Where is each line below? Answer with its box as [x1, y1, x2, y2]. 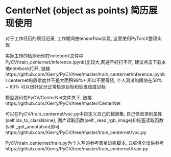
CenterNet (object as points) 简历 [5, 5, 149, 16]
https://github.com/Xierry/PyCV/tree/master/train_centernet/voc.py [5, 129, 146, 136]
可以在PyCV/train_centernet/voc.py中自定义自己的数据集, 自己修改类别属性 [5, 110, 162, 117]
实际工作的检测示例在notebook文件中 [5, 52, 84, 59]
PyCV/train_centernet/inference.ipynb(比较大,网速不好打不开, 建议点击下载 [5, 59, 162, 65]
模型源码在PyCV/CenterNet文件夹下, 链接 [5, 94, 92, 100]
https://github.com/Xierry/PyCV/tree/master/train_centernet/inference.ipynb [5, 71, 165, 77]
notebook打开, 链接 [9, 65, 51, 72]
